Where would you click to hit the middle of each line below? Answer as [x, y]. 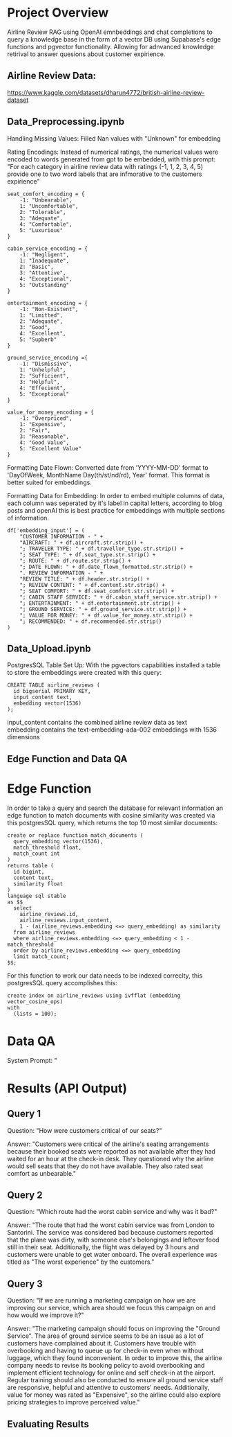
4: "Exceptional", [46, 279]
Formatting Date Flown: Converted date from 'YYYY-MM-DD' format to [108, 467]
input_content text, [43, 698]
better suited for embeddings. [49, 482]
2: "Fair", [35, 430]
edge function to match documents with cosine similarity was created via [111, 815]
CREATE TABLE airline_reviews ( [54, 685]
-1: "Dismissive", [46, 364]
